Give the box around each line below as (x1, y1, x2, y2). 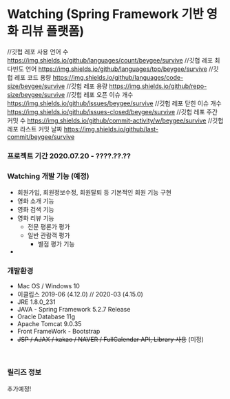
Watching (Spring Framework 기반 (7, 6, 205, 22)
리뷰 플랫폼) (21, 23, 85, 39)
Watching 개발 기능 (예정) (7, 171, 90, 181)
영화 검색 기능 (17, 206, 54, 214)
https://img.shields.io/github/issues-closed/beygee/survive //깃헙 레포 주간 (7, 107, 218, 116)
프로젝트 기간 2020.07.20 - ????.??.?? (7, 151, 131, 160)
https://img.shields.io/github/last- (63, 125, 159, 133)
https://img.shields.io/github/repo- (109, 82, 207, 90)
